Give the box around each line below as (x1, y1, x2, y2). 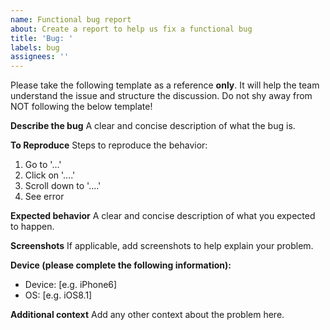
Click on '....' (24, 169, 76, 181)
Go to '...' (24, 159, 62, 171)
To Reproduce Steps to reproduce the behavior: (10, 139, 208, 151)
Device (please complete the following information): (10, 259, 232, 271)
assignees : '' (10, 52, 70, 62)
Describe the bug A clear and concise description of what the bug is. (10, 120, 296, 132)
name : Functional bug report (10, 14, 132, 25)
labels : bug (10, 42, 60, 53)
